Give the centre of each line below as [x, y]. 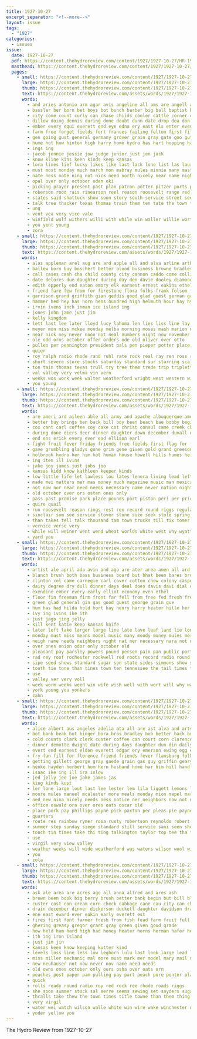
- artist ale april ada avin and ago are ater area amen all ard [109, 570]
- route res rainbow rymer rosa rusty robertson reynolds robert [109, 822]
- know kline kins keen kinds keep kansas [80, 160]
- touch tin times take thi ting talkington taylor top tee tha [107, 833]
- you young [42, 384]
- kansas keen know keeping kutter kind [77, 947]
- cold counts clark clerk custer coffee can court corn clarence [110, 739]
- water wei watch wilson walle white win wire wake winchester [107, 1008]
